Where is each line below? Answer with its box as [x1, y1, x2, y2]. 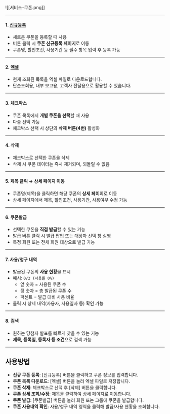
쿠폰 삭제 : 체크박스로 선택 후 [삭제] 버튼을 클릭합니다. [12, 385, 117, 391]
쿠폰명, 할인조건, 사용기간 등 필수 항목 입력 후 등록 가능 [12, 47, 120, 53]
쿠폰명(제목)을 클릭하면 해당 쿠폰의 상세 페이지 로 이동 [12, 190, 117, 197]
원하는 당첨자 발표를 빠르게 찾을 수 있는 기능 [12, 330, 100, 336]
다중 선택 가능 [12, 118, 40, 124]
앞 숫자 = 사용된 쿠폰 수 [20, 281, 67, 288]
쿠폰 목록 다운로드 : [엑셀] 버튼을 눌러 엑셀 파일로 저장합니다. [12, 378, 131, 385]
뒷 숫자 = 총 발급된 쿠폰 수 [20, 288, 72, 294]
